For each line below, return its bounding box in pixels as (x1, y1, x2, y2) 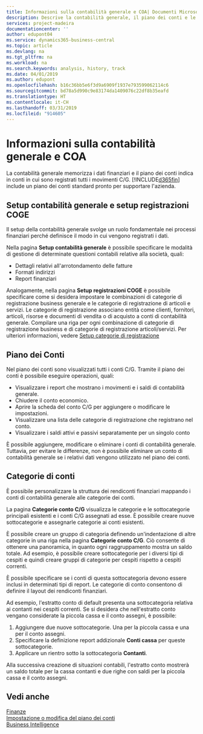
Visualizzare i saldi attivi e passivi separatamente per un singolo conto (14, 429, 190, 436)
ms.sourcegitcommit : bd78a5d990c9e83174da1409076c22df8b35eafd (6, 88, 169, 94)
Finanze (6, 708, 26, 715)
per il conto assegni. (14, 630, 66, 637)
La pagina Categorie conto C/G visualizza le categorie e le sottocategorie (6, 505, 190, 513)
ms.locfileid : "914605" (6, 110, 66, 117)
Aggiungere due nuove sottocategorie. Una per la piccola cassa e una (14, 624, 189, 631)
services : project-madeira (6, 20, 74, 26)
